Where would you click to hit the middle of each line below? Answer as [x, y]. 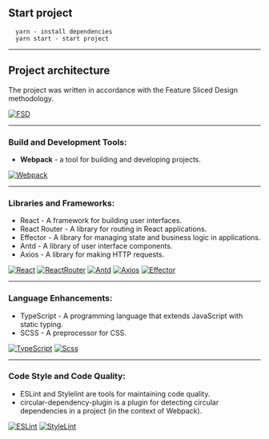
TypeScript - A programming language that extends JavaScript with [131, 316]
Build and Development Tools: [68, 142]
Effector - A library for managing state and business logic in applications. [140, 237]
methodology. [31, 98]
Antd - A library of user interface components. [96, 246]
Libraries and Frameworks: [62, 203]
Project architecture [59, 71]
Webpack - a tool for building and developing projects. [110, 159]
